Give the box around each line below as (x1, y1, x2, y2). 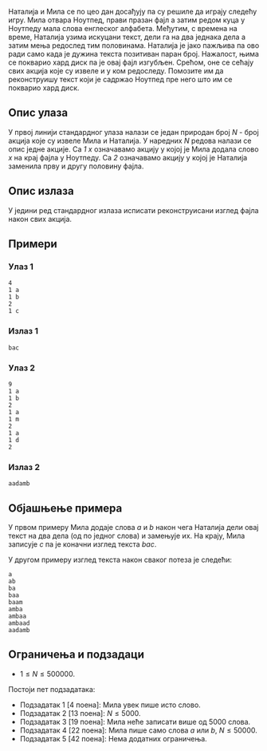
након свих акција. (8, 214, 73, 223)
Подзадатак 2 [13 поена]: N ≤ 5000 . (19, 708, 141, 717)
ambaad (8, 619, 30, 627)
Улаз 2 (8, 362, 36, 374)
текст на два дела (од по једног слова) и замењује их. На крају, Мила (8, 531, 245, 541)
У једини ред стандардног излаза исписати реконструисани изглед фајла (8, 205, 259, 215)
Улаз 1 (8, 261, 34, 272)
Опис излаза (8, 184, 74, 198)
